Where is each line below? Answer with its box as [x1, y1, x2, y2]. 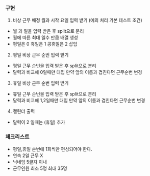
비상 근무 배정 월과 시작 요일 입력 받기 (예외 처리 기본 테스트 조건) [12, 17, 143, 24]
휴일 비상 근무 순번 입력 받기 [12, 80, 69, 86]
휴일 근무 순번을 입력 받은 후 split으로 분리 [12, 91, 96, 97]
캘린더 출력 [12, 108, 35, 114]
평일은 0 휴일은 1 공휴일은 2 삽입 [12, 41, 78, 47]
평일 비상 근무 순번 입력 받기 [12, 52, 69, 58]
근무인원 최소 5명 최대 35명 [12, 165, 67, 171]
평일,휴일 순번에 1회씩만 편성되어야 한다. [12, 146, 93, 152]
